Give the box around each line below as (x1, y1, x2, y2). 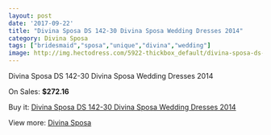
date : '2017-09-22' (8, 19, 74, 27)
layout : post (8, 11, 52, 20)
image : (8, 49, 31, 57)
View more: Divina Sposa (8, 118, 92, 127)
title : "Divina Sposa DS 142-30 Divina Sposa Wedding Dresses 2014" (8, 27, 244, 35)
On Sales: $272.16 (8, 87, 70, 96)
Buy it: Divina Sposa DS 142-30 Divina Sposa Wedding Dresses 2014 (8, 102, 236, 112)
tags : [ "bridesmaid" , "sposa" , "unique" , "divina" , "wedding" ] (8, 42, 211, 50)
